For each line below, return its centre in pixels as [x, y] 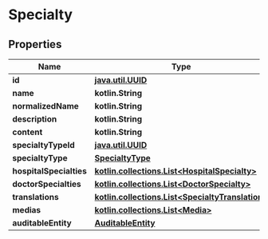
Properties [35, 44]
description [35, 119]
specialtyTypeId [43, 145]
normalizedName [46, 106]
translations [35, 197]
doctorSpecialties [47, 184]
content [28, 132]
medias [27, 210]
